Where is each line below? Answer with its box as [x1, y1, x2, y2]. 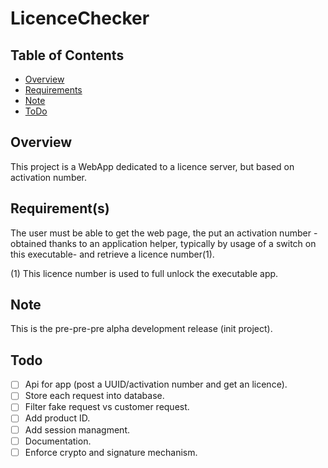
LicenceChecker [10, 7, 150, 30]
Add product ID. [24, 412, 91, 424]
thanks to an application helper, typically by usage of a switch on [48, 237, 317, 249]
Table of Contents [10, 47, 125, 64]
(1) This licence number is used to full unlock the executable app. [10, 267, 279, 279]
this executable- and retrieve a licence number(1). [10, 248, 215, 260]
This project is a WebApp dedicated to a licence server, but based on [10, 160, 295, 172]
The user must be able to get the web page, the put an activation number [10, 227, 312, 239]
